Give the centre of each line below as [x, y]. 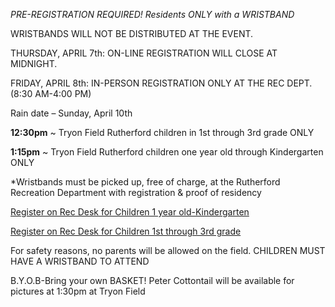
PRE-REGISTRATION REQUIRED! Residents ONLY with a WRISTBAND [152, 14]
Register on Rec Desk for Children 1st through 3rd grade [126, 231]
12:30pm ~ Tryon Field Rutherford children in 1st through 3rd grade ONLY [162, 132]
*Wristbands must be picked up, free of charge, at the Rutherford [145, 182]
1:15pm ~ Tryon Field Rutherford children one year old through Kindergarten [167, 152]
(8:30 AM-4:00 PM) [51, 93]
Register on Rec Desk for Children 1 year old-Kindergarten [130, 212]
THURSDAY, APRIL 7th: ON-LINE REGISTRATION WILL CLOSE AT [144, 53]
